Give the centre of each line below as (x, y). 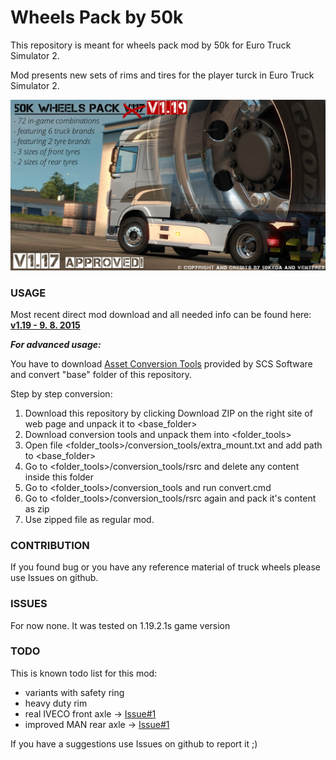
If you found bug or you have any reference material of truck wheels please (165, 567)
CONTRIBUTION (50, 545)
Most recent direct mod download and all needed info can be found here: (161, 314)
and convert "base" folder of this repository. (101, 374)
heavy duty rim (56, 703)
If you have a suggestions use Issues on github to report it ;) (134, 743)
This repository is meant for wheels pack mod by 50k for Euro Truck (151, 45)
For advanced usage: (56, 344)
